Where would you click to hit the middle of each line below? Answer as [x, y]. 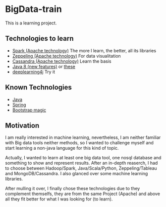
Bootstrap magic [29, 110]
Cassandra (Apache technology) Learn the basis [62, 61]
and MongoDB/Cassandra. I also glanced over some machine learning [77, 174]
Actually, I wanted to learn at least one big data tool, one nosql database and [83, 158]
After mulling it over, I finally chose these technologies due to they [73, 189]
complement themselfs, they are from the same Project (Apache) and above [83, 194]
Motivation [22, 125]
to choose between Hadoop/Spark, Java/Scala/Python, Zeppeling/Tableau [81, 168]
